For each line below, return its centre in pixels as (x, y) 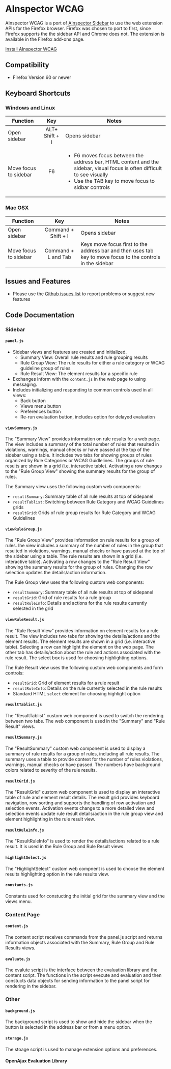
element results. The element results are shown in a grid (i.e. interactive (80, 641)
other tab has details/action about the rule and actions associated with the (83, 652)
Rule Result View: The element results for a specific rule (79, 374)
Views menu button (40, 406)
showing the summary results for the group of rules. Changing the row (79, 567)
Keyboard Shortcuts (38, 93)
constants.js (19, 885)
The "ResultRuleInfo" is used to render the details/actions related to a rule (82, 841)
